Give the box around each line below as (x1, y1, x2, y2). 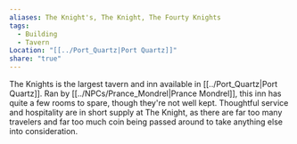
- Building (17, 29, 58, 38)
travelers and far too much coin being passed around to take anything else (9, 116, 284, 127)
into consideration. (9, 126, 78, 136)
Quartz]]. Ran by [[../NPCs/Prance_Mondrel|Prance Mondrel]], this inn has (9, 88, 282, 99)
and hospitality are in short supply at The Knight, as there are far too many (9, 108, 283, 117)
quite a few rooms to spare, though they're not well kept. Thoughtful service (9, 98, 289, 108)
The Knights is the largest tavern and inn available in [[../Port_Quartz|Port (9, 79, 278, 89)
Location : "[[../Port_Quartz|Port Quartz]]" (9, 46, 177, 55)
